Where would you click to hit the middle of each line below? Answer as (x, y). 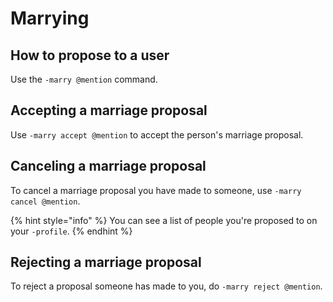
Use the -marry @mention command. (84, 79)
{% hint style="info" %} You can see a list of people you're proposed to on (164, 220)
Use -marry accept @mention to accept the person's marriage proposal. (157, 134)
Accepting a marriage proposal (109, 110)
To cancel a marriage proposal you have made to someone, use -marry (156, 190)
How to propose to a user (90, 55)
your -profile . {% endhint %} (71, 231)
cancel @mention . (45, 201)
